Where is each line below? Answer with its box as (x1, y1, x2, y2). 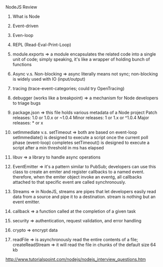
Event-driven (12, 23, 39, 29)
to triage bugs (12, 100, 41, 106)
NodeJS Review (5, 4, 37, 10)
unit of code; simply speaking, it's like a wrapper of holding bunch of (12, 56, 150, 62)
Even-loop (12, 33, 33, 38)
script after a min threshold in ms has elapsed (12, 145, 104, 150)
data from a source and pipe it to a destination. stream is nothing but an (12, 194, 156, 199)
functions (12, 62, 32, 67)
